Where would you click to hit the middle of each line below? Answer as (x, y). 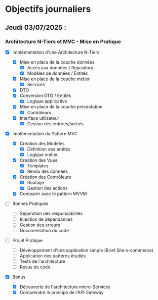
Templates (38, 166)
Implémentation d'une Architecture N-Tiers (56, 52)
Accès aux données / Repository (60, 68)
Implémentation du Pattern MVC (45, 133)
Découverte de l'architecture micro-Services (65, 287)
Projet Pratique (27, 240)
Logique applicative (47, 101)
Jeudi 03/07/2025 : (36, 27)
